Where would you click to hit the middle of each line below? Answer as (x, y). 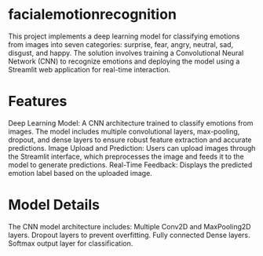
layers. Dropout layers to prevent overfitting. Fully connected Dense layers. (129, 235)
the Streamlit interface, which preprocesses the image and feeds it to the (126, 156)
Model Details (54, 205)
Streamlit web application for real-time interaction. (89, 69)
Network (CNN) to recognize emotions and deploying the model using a (124, 61)
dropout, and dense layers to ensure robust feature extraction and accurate (130, 140)
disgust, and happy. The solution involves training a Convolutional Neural (126, 53)
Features (38, 102)
